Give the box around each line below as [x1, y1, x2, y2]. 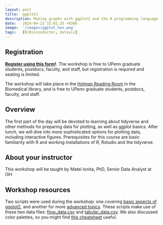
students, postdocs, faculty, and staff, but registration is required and [5, 66, 144, 72]
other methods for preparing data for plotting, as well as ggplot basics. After [5, 123, 158, 130]
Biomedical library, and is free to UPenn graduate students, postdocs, [5, 86, 145, 92]
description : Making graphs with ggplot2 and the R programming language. [5, 16, 161, 21]
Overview [5, 106, 36, 114]
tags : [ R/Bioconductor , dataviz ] [5, 30, 78, 35]
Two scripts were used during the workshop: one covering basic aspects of [5, 199, 157, 204]
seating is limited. [5, 71, 41, 77]
